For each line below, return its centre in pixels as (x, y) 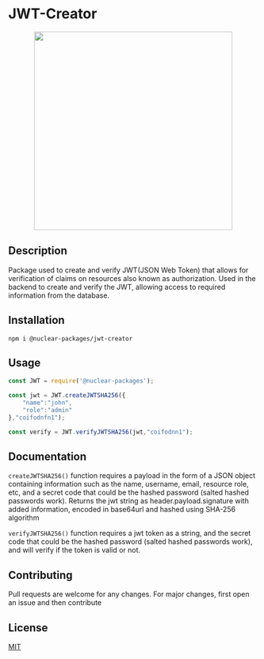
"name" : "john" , (48, 403)
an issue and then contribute (55, 603)
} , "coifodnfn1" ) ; (37, 418)
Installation (36, 320)
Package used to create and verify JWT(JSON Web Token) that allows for (128, 270)
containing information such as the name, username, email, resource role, (128, 484)
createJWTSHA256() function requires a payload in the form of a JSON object (132, 476)
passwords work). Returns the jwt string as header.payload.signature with (129, 501)
